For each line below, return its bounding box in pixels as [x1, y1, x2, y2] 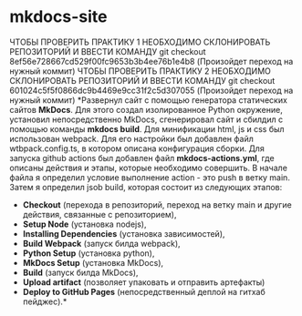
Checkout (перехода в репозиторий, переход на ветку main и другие [22, 199, 292, 210]
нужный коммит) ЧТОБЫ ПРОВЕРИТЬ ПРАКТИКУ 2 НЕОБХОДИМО [9, 66, 272, 76]
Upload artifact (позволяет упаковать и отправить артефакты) [22, 276, 266, 288]
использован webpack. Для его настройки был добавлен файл [9, 133, 254, 144]
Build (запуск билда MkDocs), [22, 267, 139, 278]
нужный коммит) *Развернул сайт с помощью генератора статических [9, 94, 287, 106]
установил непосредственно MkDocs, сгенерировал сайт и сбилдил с [9, 114, 284, 125]
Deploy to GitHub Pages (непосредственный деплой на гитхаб [22, 286, 266, 297]
